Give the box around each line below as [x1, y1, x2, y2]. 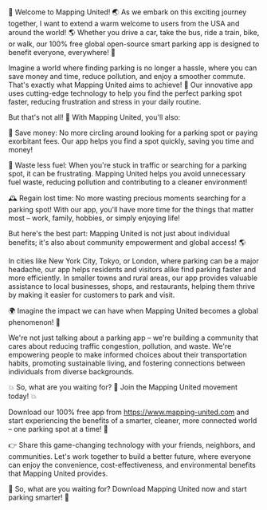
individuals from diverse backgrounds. [8, 367, 135, 376]
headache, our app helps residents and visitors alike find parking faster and [8, 265, 257, 274]
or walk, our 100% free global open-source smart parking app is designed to [8, 39, 260, 49]
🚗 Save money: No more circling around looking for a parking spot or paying [8, 128, 258, 137]
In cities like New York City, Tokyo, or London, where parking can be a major [8, 256, 259, 266]
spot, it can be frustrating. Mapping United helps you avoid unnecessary [8, 169, 245, 178]
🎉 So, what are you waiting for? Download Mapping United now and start [8, 484, 247, 493]
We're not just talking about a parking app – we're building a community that [8, 333, 259, 342]
